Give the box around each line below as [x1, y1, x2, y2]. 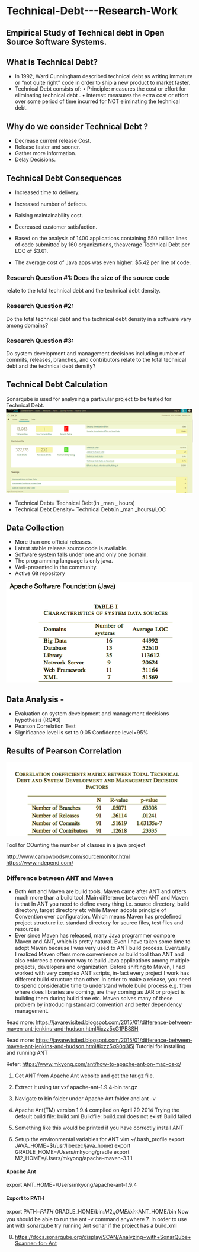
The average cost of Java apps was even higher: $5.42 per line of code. [14, 259, 191, 266]
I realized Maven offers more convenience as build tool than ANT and [14, 951, 184, 958]
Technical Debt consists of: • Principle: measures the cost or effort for [14, 85, 187, 92]
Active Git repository [14, 570, 65, 577]
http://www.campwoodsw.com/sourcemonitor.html [6, 853, 130, 860]
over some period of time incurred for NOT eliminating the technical [14, 98, 181, 105]
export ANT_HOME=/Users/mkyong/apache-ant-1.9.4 [6, 1181, 137, 1188]
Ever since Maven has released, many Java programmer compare [14, 932, 176, 939]
